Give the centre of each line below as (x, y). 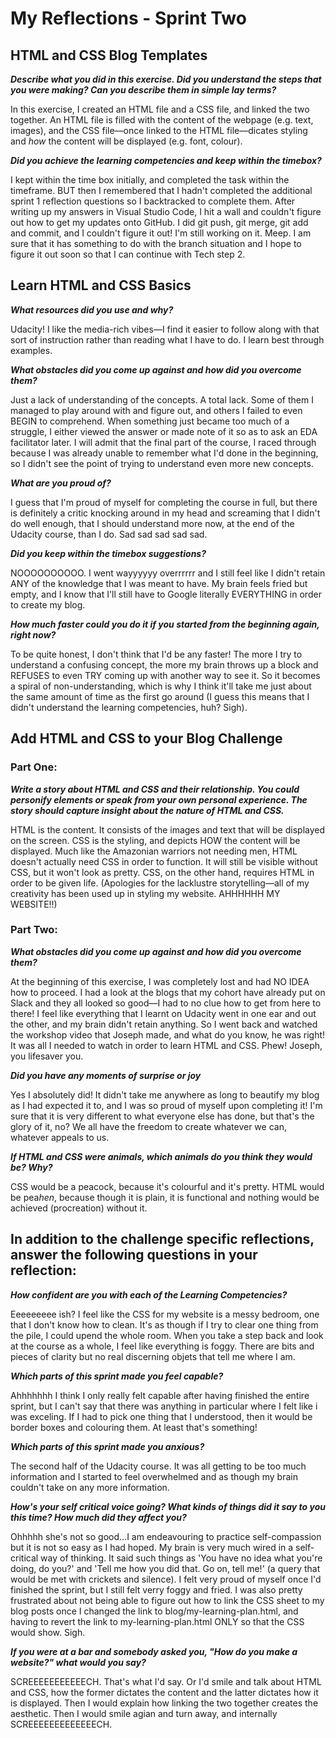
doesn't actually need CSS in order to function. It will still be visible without (164, 861)
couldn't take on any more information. (90, 1487)
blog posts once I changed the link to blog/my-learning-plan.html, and (154, 1611)
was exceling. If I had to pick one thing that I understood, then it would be (161, 1416)
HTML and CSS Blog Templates (109, 55)
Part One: (34, 767)
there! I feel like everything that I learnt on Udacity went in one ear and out (163, 1013)
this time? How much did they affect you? (98, 1517)
